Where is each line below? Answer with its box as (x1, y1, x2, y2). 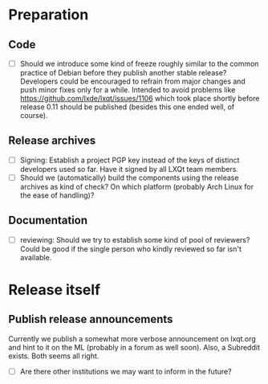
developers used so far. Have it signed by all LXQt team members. (19, 164, 239, 174)
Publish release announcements (8, 313, 173, 326)
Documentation (8, 214, 88, 227)
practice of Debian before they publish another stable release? (19, 68, 227, 78)
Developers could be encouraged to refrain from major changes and (19, 76, 246, 86)
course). (19, 111, 48, 121)
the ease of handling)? (19, 190, 95, 200)
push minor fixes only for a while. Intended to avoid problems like (19, 85, 236, 95)
